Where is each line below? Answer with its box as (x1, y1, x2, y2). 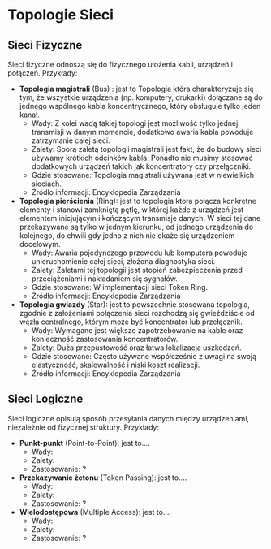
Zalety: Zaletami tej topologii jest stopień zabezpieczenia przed (31, 266, 243, 274)
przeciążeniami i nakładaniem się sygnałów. (31, 274, 178, 283)
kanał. (19, 110, 40, 119)
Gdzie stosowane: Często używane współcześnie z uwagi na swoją (31, 352, 257, 361)
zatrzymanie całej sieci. (31, 136, 110, 145)
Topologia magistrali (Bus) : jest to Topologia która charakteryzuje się (19, 84, 255, 93)
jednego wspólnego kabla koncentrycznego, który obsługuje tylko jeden (19, 102, 261, 110)
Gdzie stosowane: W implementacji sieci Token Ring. (31, 283, 209, 292)
